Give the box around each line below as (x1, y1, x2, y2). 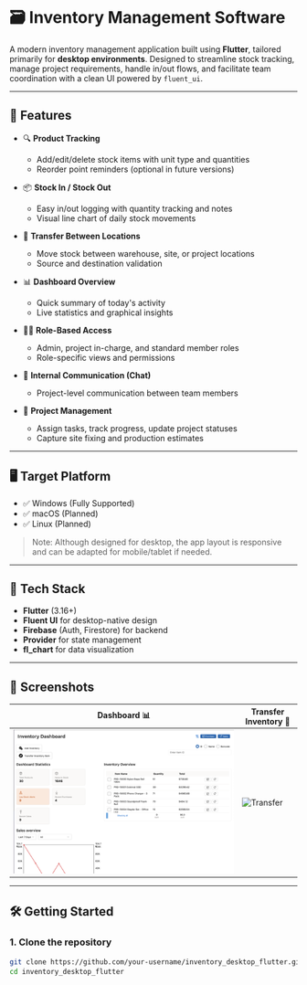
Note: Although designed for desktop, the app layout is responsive (31, 536, 282, 547)
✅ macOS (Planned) (22, 508, 99, 519)
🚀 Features (9, 108, 72, 123)
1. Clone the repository (9, 936, 112, 948)
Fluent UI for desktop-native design (22, 615, 158, 626)
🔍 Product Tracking (22, 132, 101, 143)
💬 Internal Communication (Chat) (22, 369, 152, 380)
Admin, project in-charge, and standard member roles (36, 342, 239, 353)
